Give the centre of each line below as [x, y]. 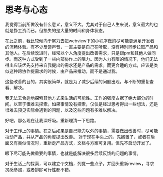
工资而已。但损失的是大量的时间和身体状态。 [62, 30]
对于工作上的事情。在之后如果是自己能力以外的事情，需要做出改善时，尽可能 [81, 131]
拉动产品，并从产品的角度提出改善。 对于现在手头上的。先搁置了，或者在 [78, 137]
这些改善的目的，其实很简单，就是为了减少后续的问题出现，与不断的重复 [77, 81]
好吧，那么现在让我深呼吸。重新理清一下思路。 [52, 120]
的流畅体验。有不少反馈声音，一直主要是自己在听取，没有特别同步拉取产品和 [81, 47]
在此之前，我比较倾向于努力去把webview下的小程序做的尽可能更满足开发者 [80, 41]
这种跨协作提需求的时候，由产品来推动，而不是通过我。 [64, 71]
